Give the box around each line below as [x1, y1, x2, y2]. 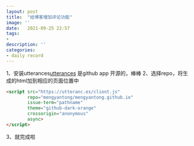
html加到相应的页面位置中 [16, 77, 79, 84]
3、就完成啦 [6, 133, 35, 140]
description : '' [6, 42, 46, 48]
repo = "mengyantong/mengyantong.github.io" [27, 94, 134, 100]
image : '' [6, 20, 31, 25]
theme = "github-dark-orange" [27, 105, 96, 111]
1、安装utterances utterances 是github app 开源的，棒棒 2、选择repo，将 [6, 69, 183, 77]
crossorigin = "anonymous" [27, 111, 89, 117]
